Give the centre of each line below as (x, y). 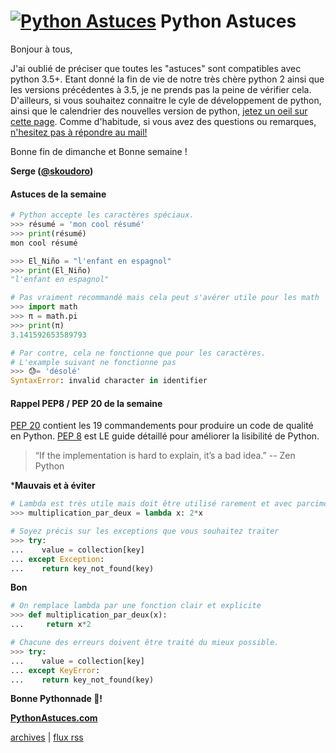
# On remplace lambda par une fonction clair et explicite (136, 606)
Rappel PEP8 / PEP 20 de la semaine (86, 403)
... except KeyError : (55, 670)
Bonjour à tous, (41, 49)
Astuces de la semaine (58, 194)
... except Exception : (57, 559)
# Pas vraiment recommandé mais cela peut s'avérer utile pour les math (165, 298)
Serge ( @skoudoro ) (52, 171)
